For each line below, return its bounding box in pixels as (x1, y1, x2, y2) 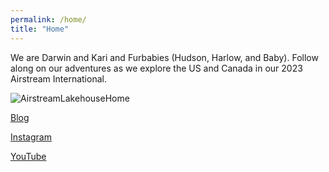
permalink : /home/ (10, 14, 87, 25)
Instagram (10, 131, 52, 143)
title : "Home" (10, 24, 70, 34)
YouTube (10, 150, 47, 162)
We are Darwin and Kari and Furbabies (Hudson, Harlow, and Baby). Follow (10, 51, 319, 63)
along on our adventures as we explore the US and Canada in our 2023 (10, 62, 303, 74)
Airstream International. (10, 72, 107, 85)
